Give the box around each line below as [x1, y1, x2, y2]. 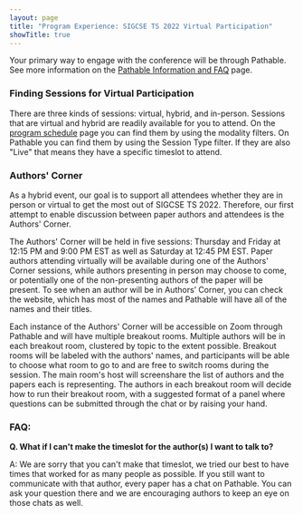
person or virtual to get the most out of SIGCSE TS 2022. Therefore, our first [9, 199, 294, 209]
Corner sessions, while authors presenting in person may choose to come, [9, 265, 287, 276]
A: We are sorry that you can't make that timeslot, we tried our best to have [9, 459, 289, 470]
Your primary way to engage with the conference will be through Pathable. [9, 55, 287, 66]
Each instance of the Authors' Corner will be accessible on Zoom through [9, 321, 283, 332]
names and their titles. [9, 303, 92, 314]
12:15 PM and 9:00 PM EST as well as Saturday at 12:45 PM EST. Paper [9, 246, 273, 257]
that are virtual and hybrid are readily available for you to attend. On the [9, 117, 276, 128]
